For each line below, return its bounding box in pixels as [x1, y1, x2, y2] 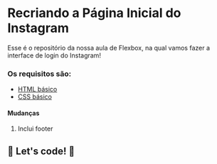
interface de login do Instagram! [7, 51, 102, 60]
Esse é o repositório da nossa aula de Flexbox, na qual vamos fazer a [7, 43, 211, 52]
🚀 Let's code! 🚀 [7, 145, 75, 157]
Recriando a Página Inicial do [7, 5, 181, 21]
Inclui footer [17, 124, 53, 133]
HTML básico [17, 85, 58, 94]
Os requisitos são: [7, 69, 72, 79]
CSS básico [17, 92, 52, 101]
